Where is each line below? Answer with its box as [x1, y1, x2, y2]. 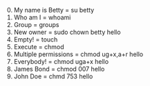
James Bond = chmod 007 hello [13, 65, 105, 73]
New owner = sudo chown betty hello [13, 28, 121, 36]
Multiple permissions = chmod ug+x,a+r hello [13, 50, 144, 58]
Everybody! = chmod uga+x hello [13, 58, 109, 65]
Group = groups [13, 21, 59, 28]
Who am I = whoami [13, 13, 71, 21]
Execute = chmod [13, 43, 64, 51]
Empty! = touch [13, 35, 58, 44]
